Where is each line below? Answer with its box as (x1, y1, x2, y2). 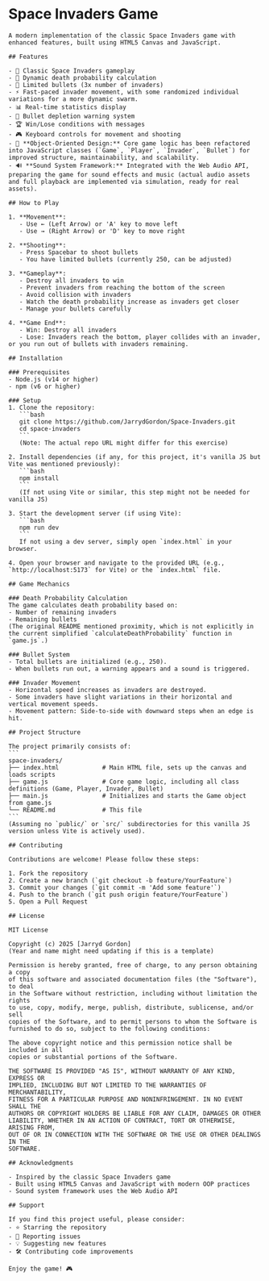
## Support (8, 1201, 45, 1209)
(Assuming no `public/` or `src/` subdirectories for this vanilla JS (8, 820, 250, 828)
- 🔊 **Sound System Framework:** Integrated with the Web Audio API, (8, 161, 250, 169)
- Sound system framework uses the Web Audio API (8, 1187, 179, 1195)
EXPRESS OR (8, 1074, 45, 1082)
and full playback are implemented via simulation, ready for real (8, 177, 240, 186)
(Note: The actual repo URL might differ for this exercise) (19, 439, 229, 447)
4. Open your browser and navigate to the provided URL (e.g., (8, 558, 226, 567)
